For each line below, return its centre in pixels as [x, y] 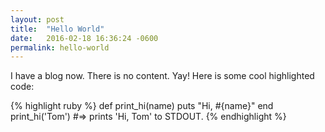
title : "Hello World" [57, 29]
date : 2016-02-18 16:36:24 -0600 [84, 38]
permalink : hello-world [60, 47]
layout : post [37, 19]
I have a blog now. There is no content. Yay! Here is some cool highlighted [162, 76]
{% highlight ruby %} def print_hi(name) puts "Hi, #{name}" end [142, 106]
